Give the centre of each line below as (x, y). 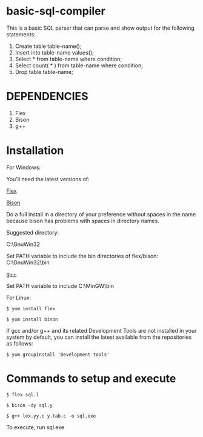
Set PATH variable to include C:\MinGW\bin (60, 285)
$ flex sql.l (23, 395)
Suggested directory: (33, 232)
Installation (35, 151)
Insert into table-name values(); (54, 52)
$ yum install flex (31, 309)
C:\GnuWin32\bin (28, 262)
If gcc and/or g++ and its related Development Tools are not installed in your (101, 330)
